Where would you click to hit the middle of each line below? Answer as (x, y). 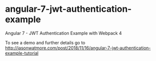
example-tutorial (22, 53)
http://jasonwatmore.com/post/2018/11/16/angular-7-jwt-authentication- (78, 48)
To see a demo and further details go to (45, 42)
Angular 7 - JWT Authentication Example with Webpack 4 (63, 33)
